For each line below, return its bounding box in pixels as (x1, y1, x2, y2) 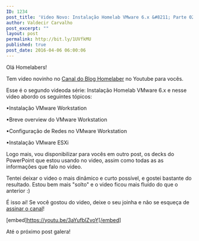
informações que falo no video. (6, 163, 82, 170)
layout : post (6, 31, 38, 37)
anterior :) (6, 187, 31, 194)
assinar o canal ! (6, 205, 45, 212)
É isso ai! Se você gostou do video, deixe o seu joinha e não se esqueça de (6, 198, 190, 205)
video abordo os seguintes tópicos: (6, 93, 92, 100)
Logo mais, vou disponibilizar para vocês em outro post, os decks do (6, 150, 175, 157)
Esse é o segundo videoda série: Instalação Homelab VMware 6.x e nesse (6, 87, 187, 94)
